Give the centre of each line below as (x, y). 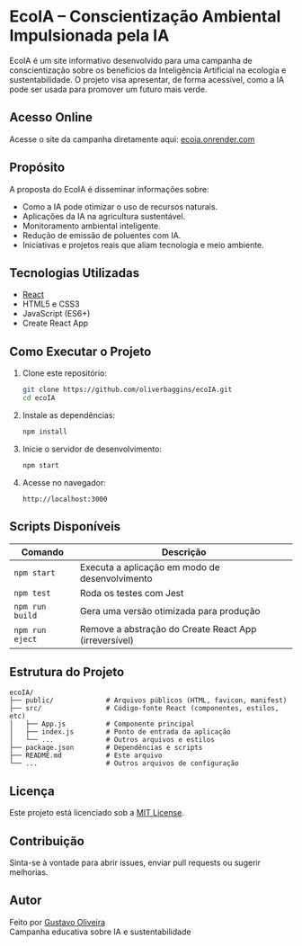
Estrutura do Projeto (67, 672)
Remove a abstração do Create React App (168, 629)
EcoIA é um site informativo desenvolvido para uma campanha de (131, 60)
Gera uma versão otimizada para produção (170, 611)
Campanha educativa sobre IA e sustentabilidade (100, 932)
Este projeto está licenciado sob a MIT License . (97, 813)
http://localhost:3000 (65, 499)
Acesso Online (51, 117)
